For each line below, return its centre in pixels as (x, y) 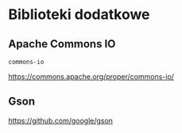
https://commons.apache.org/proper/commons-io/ (91, 76)
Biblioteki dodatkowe (79, 15)
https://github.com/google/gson (61, 120)
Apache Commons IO (62, 44)
